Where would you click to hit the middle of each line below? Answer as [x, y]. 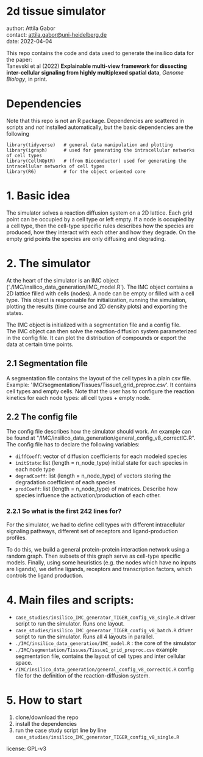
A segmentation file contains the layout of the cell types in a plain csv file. [99, 378]
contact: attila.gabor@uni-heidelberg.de [57, 34]
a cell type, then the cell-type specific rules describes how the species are [100, 226]
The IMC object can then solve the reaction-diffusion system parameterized [101, 331]
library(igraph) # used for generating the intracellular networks [101, 150]
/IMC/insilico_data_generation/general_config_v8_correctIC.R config [104, 669]
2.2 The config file [42, 417]
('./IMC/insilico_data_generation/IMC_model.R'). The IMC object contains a [100, 287]
